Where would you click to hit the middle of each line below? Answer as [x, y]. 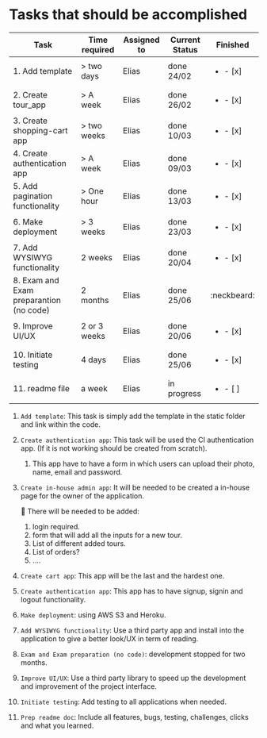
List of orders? [56, 552]
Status [185, 49]
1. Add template [43, 71]
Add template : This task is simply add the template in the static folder [133, 416]
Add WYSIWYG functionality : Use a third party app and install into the [132, 630]
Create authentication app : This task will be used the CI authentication [137, 440]
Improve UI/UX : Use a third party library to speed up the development [133, 678]
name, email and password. [77, 472]
